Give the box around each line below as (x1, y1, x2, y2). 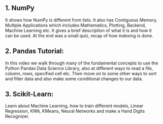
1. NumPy (5, 4, 34, 12)
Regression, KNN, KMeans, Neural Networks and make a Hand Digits (5, 108, 145, 114)
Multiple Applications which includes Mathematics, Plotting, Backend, (5, 22, 146, 28)
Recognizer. (5, 113, 30, 120)
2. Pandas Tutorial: (5, 47, 64, 56)
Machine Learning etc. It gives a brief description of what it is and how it (5, 27, 152, 33)
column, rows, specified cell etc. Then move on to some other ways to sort (5, 70, 157, 76)
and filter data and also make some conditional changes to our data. (5, 76, 143, 82)
